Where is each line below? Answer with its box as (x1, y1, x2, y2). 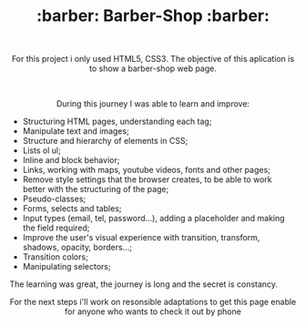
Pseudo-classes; (22, 193, 86, 204)
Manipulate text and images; (22, 125, 129, 137)
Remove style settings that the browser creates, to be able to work (22, 174, 273, 185)
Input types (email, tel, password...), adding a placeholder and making (22, 212, 285, 223)
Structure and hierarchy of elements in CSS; (22, 135, 188, 146)
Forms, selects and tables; (22, 202, 122, 214)
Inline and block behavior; (22, 154, 120, 165)
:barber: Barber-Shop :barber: (36, 5, 270, 26)
